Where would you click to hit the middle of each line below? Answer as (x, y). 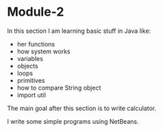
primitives (31, 80)
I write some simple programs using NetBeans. (73, 121)
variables (30, 58)
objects (28, 66)
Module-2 (36, 12)
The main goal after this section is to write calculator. (81, 108)
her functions (36, 44)
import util (32, 95)
